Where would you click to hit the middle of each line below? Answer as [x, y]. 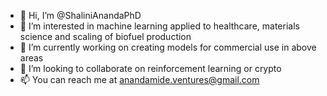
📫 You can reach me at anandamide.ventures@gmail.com [139, 79]
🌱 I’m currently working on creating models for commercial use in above [168, 47]
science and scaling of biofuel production [105, 36]
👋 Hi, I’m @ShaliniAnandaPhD [80, 15]
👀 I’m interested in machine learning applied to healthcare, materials [159, 26]
